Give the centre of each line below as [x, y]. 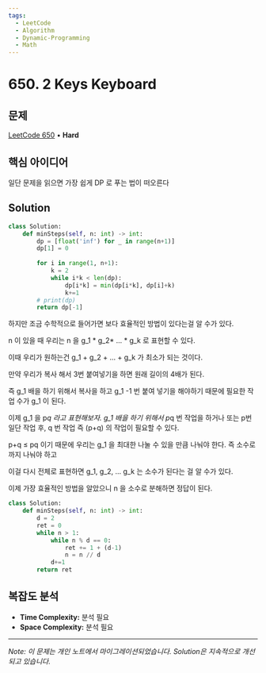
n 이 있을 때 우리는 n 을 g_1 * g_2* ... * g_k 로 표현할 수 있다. [102, 340]
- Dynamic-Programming [53, 38]
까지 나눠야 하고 [33, 455]
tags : [17, 15]
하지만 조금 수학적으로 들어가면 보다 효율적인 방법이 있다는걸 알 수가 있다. [121, 324]
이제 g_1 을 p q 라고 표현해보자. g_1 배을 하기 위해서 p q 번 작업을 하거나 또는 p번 [130, 418]
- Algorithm [35, 30]
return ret [55, 570]
